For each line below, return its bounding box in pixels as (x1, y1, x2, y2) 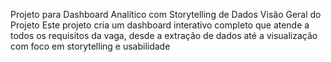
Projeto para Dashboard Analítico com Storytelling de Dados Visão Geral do (10, 9, 322, 20)
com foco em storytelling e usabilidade (10, 40, 171, 52)
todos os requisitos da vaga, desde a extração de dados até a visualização (10, 30, 318, 41)
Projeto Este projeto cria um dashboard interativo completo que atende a (10, 19, 310, 31)
